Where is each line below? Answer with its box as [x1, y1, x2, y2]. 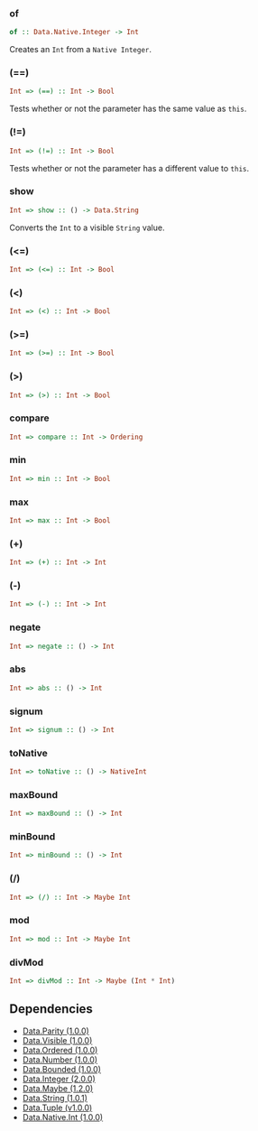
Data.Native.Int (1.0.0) [22, 1111, 104, 1122]
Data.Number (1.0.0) [22, 1054, 97, 1065]
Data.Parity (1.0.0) [22, 1025, 90, 1036]
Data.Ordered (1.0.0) [22, 1044, 98, 1055]
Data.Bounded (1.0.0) [22, 1063, 102, 1074]
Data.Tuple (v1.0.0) [22, 1102, 93, 1113]
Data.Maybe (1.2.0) [22, 1082, 94, 1094]
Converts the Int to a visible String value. [9, 222, 165, 233]
